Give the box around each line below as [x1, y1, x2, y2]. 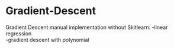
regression [5, 30, 32, 37]
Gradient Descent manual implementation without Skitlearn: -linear [5, 24, 168, 31]
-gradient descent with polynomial [5, 36, 89, 43]
